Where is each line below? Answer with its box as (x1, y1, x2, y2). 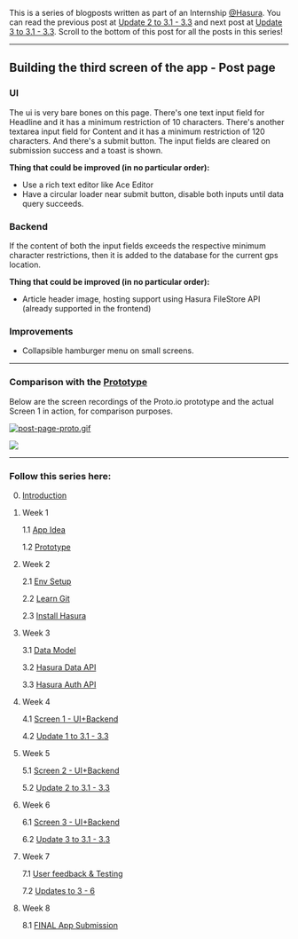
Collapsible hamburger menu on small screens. (21, 345, 194, 356)
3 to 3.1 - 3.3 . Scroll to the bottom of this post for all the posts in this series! (9, 27, 284, 36)
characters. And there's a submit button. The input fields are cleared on (9, 135, 271, 146)
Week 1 (21, 507, 49, 517)
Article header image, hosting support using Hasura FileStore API (21, 293, 261, 304)
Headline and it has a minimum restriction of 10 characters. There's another (9, 116, 286, 127)
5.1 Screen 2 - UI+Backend (21, 765, 120, 776)
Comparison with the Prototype (9, 376, 148, 389)
